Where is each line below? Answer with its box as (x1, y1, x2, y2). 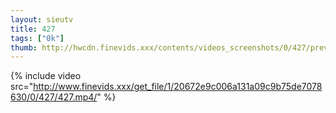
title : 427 (10, 24, 56, 34)
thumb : (10, 42, 38, 53)
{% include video (10, 70, 82, 82)
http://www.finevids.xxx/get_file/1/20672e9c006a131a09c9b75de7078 (33, 81, 323, 93)
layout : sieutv (10, 14, 74, 25)
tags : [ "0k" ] (10, 33, 65, 43)
